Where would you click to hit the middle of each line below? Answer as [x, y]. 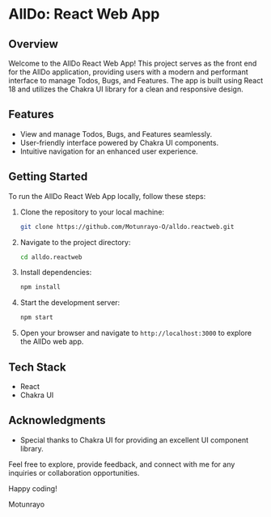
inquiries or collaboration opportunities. [74, 473]
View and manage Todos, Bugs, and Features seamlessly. [116, 133]
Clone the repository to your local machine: [92, 212]
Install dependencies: [56, 273]
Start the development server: [70, 303]
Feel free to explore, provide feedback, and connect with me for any [122, 464]
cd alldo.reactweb [51, 257]
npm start [37, 318]
